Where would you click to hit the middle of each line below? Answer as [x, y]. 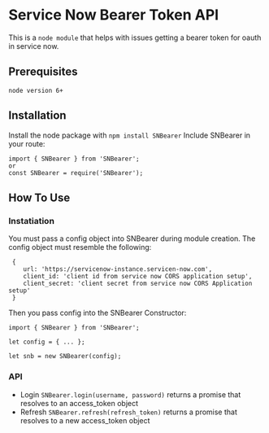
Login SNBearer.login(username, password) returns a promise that [130, 394]
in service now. [34, 46]
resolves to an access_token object [79, 403]
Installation [37, 116]
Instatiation [32, 221]
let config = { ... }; [47, 342]
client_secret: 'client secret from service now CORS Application [138, 284]
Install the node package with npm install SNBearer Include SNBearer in [129, 135]
